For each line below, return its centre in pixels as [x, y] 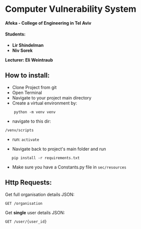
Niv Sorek [22, 50]
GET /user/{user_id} [26, 222]
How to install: [27, 76]
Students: [15, 34]
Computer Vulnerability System [71, 9]
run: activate [25, 139]
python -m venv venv [35, 112]
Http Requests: [29, 182]
